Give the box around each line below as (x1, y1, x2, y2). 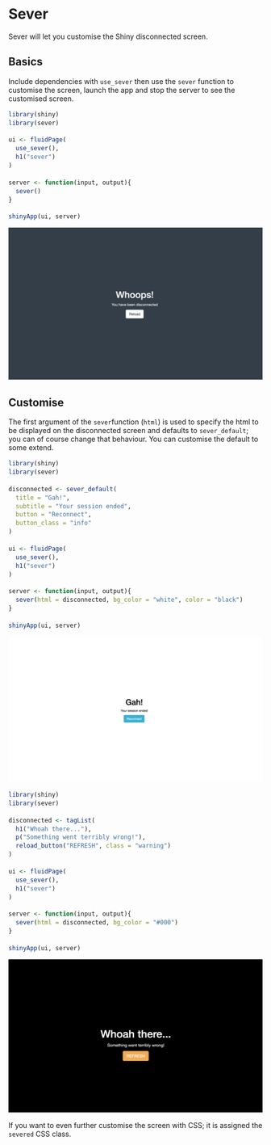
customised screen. (8, 94, 74, 103)
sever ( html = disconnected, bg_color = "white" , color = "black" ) (15, 596, 244, 604)
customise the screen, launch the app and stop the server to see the (8, 85, 236, 95)
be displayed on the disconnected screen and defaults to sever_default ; (8, 426, 248, 436)
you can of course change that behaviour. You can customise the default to (8, 434, 259, 444)
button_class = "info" (15, 519, 92, 528)
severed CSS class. (8, 1129, 72, 1139)
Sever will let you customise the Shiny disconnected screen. (8, 32, 208, 41)
